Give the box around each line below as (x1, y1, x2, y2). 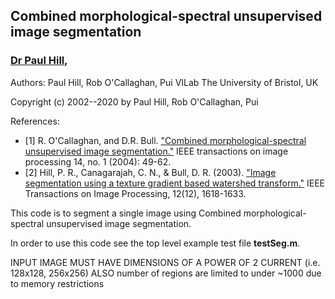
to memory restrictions (10, 277, 105, 289)
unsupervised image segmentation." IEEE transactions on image (24, 145, 289, 157)
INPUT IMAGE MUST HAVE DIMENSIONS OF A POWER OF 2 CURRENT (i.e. (10, 256, 321, 268)
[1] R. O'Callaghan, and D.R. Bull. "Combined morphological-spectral (24, 134, 307, 146)
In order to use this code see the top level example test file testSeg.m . (10, 237, 301, 249)
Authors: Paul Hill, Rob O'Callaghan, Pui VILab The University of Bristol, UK (10, 76, 319, 88)
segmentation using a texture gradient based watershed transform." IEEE (24, 177, 326, 189)
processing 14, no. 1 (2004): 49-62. (24, 155, 172, 168)
